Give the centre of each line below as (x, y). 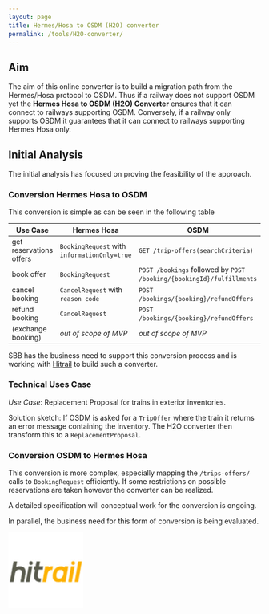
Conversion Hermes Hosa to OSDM (78, 194)
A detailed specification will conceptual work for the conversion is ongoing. (132, 506)
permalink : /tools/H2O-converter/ (66, 34)
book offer (29, 274)
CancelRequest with (91, 290)
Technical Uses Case (50, 384)
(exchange (29, 329)
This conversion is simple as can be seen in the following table (111, 212)
